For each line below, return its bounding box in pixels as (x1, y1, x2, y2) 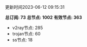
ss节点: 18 (12, 37, 33, 43)
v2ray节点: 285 (12, 25, 43, 31)
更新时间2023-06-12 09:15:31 (5, 4, 65, 10)
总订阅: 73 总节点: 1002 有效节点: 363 (5, 15, 82, 20)
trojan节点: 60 (12, 31, 41, 36)
